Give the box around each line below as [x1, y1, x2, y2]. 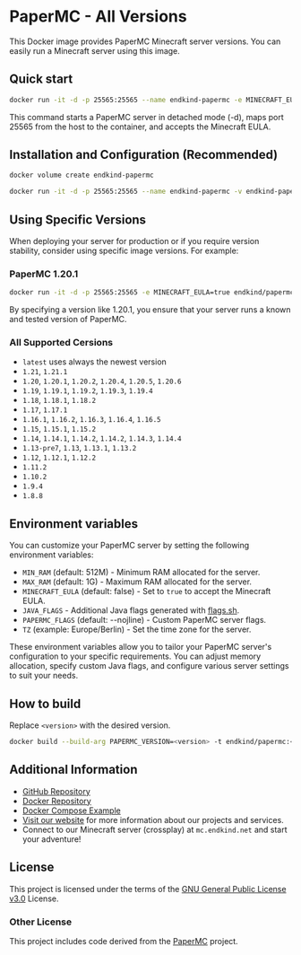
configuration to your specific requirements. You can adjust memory [9, 651, 262, 661]
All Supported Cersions [9, 337, 114, 349]
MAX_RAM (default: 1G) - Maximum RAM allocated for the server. [21, 576, 253, 587]
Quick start [9, 72, 73, 87]
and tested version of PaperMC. [9, 314, 127, 325]
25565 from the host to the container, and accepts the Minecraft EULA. [9, 121, 271, 132]
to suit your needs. [9, 670, 79, 681]
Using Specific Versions [9, 212, 146, 227]
